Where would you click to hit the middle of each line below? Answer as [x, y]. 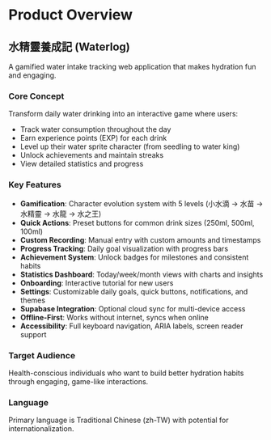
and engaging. [32, 75]
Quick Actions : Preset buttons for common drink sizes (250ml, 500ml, [137, 222]
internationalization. [41, 429]
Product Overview [71, 15]
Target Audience [42, 355]
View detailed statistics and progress [82, 164]
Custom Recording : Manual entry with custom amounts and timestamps [140, 239]
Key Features [35, 185]
